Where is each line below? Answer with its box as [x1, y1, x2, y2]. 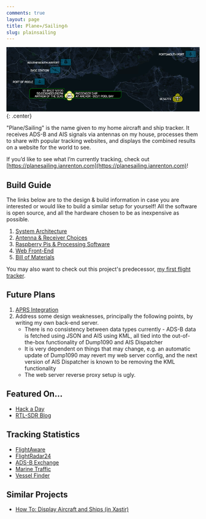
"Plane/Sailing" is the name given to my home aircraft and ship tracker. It [6, 124, 190, 132]
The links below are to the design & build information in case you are [6, 196, 180, 203]
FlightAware [15, 445, 46, 453]
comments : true [6, 10, 45, 16]
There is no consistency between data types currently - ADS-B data [24, 325, 196, 333]
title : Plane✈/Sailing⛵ [6, 23, 69, 29]
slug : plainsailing [6, 29, 56, 36]
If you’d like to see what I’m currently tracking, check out [6, 156, 150, 163]
